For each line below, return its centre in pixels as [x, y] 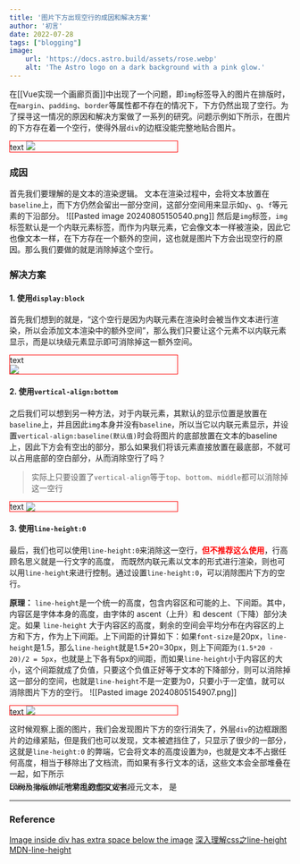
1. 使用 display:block [47, 298]
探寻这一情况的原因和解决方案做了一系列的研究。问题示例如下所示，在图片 [154, 116]
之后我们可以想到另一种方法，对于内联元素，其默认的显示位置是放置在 [138, 413]
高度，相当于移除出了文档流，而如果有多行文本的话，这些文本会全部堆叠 [150, 762]
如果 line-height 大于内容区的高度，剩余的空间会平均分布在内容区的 [150, 625]
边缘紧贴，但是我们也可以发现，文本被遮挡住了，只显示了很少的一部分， [158, 740]
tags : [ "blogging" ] [46, 42]
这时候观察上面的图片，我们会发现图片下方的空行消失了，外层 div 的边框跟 [144, 729]
